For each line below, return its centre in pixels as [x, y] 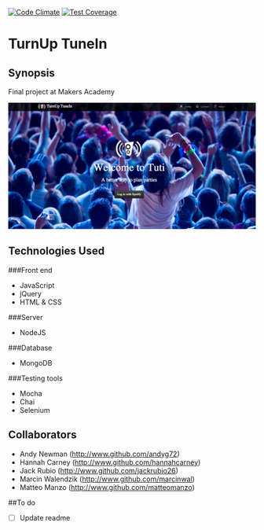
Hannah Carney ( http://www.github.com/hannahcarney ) [110, 462]
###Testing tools [35, 378]
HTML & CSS [40, 302]
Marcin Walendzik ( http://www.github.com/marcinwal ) [107, 479]
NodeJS [33, 332]
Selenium [35, 410]
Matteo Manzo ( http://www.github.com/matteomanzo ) [107, 487]
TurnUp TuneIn [58, 44]
